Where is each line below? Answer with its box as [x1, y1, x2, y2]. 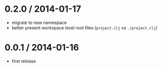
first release [11, 58, 36, 64]
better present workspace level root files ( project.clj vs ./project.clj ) [11, 24, 158, 30]
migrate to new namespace [11, 20, 67, 25]
